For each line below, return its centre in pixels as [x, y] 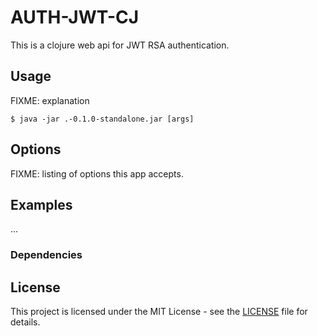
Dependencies [46, 255]
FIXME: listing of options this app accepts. [97, 173]
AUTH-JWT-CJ [75, 17]
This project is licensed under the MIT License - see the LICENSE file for [159, 312]
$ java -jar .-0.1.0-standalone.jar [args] [102, 119]
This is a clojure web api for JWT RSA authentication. [120, 45]
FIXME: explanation [50, 100]
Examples [41, 204]
